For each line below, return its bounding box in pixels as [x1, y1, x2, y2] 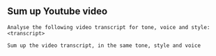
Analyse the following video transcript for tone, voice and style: [7, 24, 210, 30]
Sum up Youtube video [7, 6, 108, 17]
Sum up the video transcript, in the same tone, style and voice [7, 41, 201, 49]
